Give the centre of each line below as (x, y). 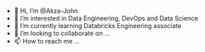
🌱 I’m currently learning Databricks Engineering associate (98, 26)
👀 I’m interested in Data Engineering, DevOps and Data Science (106, 18)
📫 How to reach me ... (47, 41)
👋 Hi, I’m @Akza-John (46, 11)
